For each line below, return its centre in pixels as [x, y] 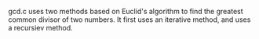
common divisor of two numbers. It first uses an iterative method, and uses [129, 19]
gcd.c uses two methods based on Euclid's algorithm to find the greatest [126, 11]
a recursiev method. [40, 28]
